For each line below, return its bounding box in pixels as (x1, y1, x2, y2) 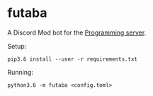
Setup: (7, 42, 27, 50)
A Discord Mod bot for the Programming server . (7, 28, 147, 37)
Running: (7, 68, 34, 76)
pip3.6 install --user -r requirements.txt (7, 55, 138, 63)
